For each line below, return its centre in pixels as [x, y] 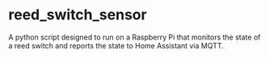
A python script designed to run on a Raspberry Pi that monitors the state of [134, 37]
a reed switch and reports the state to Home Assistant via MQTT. [116, 45]
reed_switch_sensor [78, 15]
